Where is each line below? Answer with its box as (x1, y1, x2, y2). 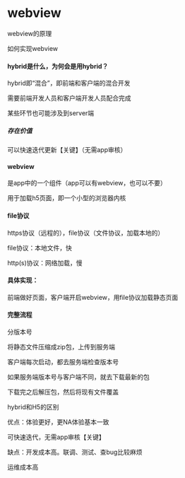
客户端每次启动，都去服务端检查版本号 (7, 357, 119, 366)
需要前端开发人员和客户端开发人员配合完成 (7, 94, 131, 103)
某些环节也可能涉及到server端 (7, 109, 95, 117)
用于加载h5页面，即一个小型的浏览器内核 (7, 194, 126, 202)
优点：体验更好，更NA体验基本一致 (7, 417, 109, 426)
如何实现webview (7, 44, 59, 52)
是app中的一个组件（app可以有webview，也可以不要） (7, 179, 167, 187)
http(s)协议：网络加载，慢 (7, 258, 83, 267)
